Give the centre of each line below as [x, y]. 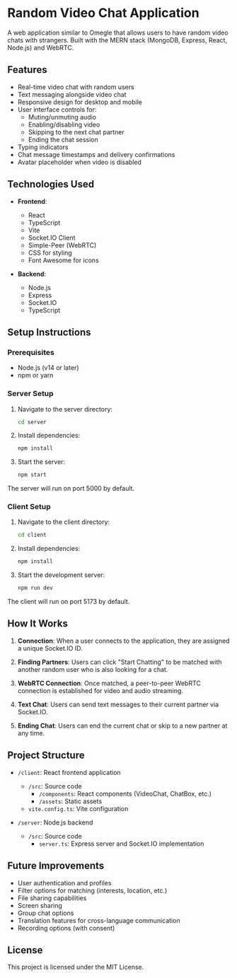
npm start [32, 475]
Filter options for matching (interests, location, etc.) [92, 890]
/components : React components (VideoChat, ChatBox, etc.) [125, 793]
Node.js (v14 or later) [48, 368]
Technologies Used [51, 184]
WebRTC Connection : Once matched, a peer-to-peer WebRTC [109, 683]
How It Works [38, 624]
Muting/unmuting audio [62, 117]
